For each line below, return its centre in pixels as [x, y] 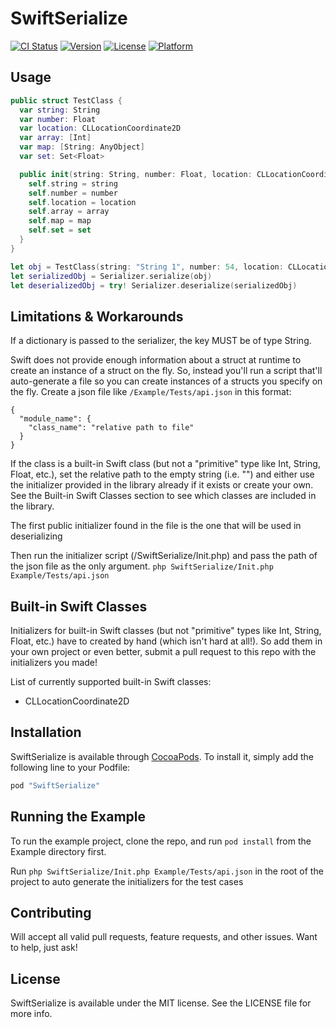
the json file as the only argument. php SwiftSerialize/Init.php [142, 566]
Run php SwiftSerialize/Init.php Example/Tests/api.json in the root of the [167, 871]
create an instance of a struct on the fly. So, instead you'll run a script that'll [166, 371]
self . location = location [82, 202]
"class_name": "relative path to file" [111, 428]
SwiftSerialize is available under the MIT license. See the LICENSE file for [161, 1003]
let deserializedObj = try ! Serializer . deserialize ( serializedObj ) [154, 285]
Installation [46, 732]
